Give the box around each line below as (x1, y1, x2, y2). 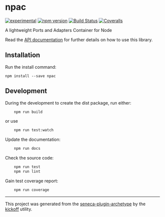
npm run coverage (14, 187, 50, 192)
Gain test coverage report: (5, 178, 58, 184)
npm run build (14, 109, 43, 114)
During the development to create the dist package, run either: (5, 100, 132, 106)
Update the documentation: (5, 136, 61, 142)
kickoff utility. (5, 206, 32, 212)
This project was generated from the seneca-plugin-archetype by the (5, 201, 146, 207)
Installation (5, 51, 40, 59)
